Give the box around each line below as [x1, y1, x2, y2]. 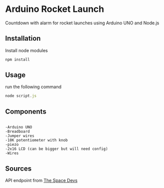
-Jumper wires [5, 133, 35, 138]
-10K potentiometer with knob [5, 138, 68, 143]
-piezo [5, 142, 19, 147]
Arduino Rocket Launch [5, 3, 105, 15]
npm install [5, 57, 30, 62]
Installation [5, 34, 41, 43]
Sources [5, 164, 32, 173]
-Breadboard [5, 129, 30, 134]
